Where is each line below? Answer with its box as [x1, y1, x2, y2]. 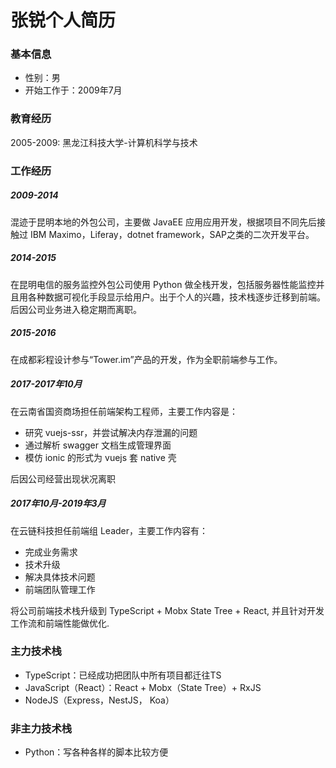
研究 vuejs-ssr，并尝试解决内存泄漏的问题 [24, 426, 198, 438]
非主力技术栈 [10, 721, 73, 735]
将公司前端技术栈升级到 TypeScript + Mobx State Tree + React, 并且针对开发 [10, 604, 325, 616]
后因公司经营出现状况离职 [10, 472, 116, 485]
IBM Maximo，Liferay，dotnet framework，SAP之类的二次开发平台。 [29, 228, 315, 240]
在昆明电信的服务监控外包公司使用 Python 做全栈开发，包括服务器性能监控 [10, 278, 317, 290]
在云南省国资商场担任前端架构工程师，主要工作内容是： [10, 405, 238, 417]
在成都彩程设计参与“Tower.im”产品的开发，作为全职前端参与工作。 [10, 353, 283, 365]
